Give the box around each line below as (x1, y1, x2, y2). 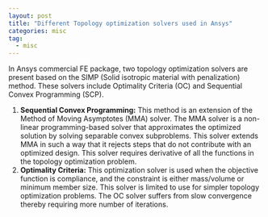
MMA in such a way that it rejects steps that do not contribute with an (19, 140, 252, 149)
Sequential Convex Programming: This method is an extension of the (19, 106, 253, 115)
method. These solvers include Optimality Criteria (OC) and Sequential (8, 81, 243, 91)
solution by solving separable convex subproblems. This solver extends (19, 131, 258, 141)
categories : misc (8, 27, 67, 35)
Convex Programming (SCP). (8, 90, 104, 99)
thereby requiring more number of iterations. (19, 199, 169, 210)
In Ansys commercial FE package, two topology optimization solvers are (8, 64, 249, 73)
